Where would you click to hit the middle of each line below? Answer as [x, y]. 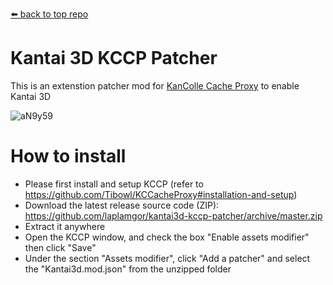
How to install [68, 156]
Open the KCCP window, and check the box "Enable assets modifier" [167, 237]
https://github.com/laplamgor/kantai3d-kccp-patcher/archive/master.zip [173, 215]
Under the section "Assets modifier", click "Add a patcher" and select [167, 258]
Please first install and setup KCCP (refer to [114, 184]
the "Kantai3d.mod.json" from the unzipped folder [128, 269]
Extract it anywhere [65, 226]
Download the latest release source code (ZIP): [122, 205]
